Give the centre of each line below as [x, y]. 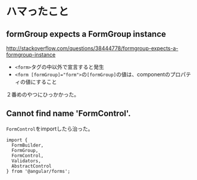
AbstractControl [32, 166]
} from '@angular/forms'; [38, 171]
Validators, [26, 161]
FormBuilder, [28, 145]
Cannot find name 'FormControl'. [68, 114]
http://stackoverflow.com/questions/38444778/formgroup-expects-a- [92, 48]
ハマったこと [38, 12]
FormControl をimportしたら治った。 [50, 129]
